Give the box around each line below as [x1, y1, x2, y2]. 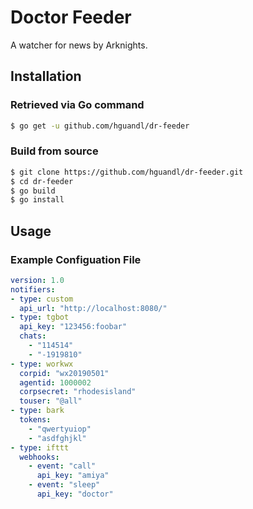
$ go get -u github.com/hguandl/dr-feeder [10, 121, 190, 131]
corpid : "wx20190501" [19, 368, 110, 378]
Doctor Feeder [10, 6, 132, 29]
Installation [10, 68, 82, 85]
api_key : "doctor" [36, 489, 114, 500]
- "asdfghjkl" [28, 433, 87, 443]
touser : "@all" [19, 396, 83, 406]
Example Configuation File [10, 252, 142, 266]
